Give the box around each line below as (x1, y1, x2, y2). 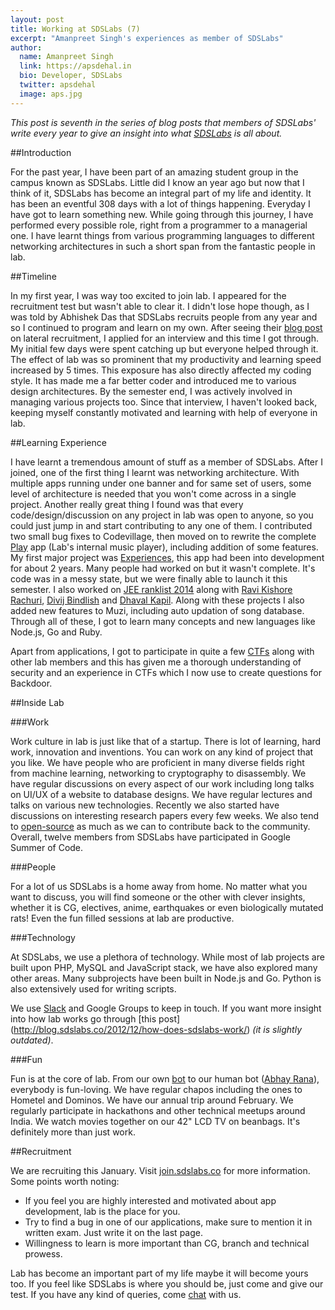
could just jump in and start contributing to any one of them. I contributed (10, 519, 313, 531)
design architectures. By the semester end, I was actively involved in (10, 385, 293, 397)
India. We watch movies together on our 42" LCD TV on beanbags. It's (10, 1115, 301, 1127)
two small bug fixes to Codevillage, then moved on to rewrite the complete (10, 530, 317, 542)
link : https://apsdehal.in (19, 61, 132, 71)
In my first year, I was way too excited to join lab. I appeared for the (10, 289, 287, 301)
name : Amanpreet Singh (19, 52, 114, 62)
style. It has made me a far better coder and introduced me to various (10, 374, 297, 386)
